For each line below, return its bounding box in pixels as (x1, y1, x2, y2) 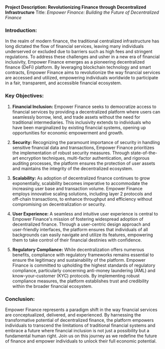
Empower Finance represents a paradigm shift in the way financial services (5, 307, 158, 313)
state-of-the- (130, 150, 158, 156)
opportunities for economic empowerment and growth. (12, 130, 124, 136)
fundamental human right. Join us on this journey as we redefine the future (5, 333, 157, 339)
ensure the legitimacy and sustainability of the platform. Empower (12, 257, 146, 263)
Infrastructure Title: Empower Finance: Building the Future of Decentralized (5, 9, 159, 15)
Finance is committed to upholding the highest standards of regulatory (12, 262, 156, 268)
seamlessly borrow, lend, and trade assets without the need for (12, 114, 140, 120)
